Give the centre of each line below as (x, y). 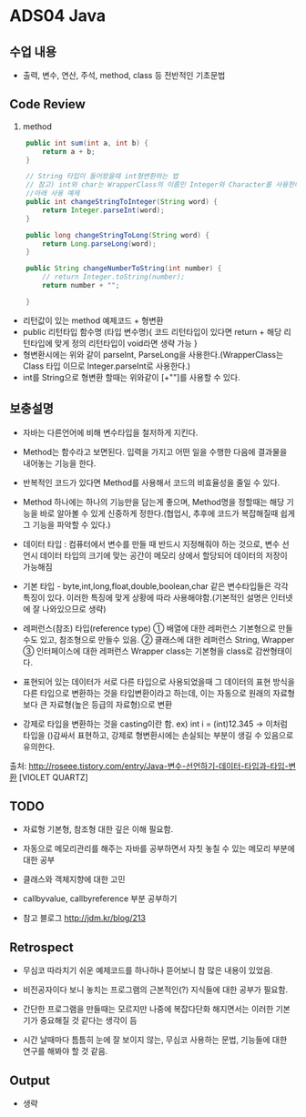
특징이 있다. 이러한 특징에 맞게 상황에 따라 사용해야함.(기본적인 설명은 (145, 597)
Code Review (48, 104)
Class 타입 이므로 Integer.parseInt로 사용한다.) (107, 366)
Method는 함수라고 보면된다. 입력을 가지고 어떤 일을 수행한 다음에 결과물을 (155, 452)
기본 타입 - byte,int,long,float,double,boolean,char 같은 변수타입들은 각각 (155, 586)
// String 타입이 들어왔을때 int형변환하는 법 (102, 177)
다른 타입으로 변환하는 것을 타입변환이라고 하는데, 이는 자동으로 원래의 (147, 693)
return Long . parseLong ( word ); (99, 244)
